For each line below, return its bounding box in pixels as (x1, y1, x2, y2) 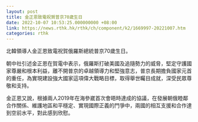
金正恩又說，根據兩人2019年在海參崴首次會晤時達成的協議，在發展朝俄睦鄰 (6, 95, 189, 102)
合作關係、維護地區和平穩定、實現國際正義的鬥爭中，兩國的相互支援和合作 (6, 102, 187, 109)
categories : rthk (6, 31, 49, 37)
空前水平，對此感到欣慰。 (11, 110, 74, 117)
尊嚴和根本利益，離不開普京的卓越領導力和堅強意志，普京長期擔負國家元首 (11, 67, 192, 74)
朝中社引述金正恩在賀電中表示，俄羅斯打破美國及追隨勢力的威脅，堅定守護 (6, 60, 187, 67)
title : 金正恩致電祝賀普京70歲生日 (6, 14, 83, 20)
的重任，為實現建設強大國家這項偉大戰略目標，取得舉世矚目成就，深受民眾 (6, 75, 187, 82)
